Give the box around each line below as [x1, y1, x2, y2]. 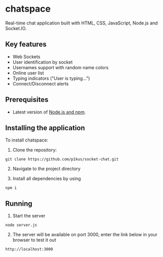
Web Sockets [12, 53, 40, 60]
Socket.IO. [5, 25, 27, 31]
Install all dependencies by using [12, 176, 81, 182]
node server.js [5, 222, 37, 228]
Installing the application [5, 123, 85, 132]
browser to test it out [12, 237, 57, 243]
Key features [5, 40, 47, 49]
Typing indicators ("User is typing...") [12, 75, 90, 81]
